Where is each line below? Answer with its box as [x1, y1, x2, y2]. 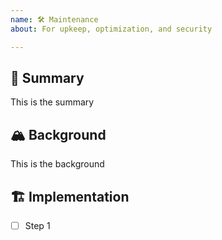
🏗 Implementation [10, 188, 130, 205]
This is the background [10, 158, 105, 170]
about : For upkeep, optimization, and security [10, 24, 213, 34]
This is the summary [10, 96, 95, 108]
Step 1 [24, 219, 51, 231]
